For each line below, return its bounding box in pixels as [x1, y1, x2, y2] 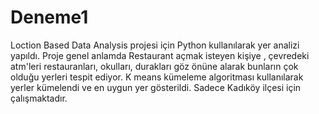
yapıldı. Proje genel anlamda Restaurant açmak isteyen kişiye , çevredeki [10, 49, 310, 61]
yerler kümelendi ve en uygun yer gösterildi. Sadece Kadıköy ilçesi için [10, 81, 302, 93]
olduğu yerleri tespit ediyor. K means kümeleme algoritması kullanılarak [10, 71, 304, 83]
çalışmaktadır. [10, 92, 68, 104]
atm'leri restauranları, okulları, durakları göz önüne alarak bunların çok [10, 60, 299, 72]
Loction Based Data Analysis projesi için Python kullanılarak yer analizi [10, 39, 300, 51]
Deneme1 [10, 6, 89, 29]
